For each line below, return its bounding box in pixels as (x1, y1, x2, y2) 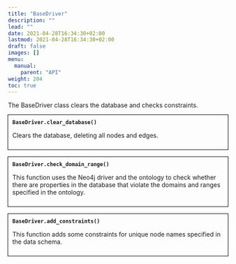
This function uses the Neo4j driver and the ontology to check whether (12, 173, 216, 182)
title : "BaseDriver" (8, 10, 68, 18)
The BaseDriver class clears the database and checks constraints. (8, 101, 198, 109)
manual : (14, 62, 37, 69)
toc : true (8, 82, 37, 89)
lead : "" (8, 23, 34, 30)
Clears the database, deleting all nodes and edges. (12, 131, 159, 140)
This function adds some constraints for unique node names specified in (12, 230, 221, 239)
